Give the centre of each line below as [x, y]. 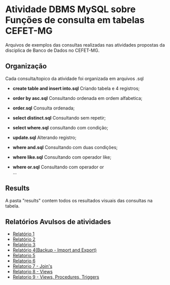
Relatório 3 [24, 245]
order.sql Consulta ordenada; [44, 108]
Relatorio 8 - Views [32, 272]
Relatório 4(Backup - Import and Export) [55, 250]
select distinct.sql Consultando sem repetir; [59, 118]
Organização [26, 66]
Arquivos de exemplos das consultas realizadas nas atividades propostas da [85, 45]
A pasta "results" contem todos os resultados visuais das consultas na [79, 200]
